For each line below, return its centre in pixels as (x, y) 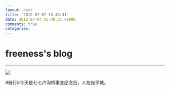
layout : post (19, 10)
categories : (18, 29)
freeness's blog (39, 54)
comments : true (21, 24)
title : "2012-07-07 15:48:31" (37, 15)
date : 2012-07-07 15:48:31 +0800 (40, 19)
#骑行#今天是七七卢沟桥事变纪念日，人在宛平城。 (57, 83)
